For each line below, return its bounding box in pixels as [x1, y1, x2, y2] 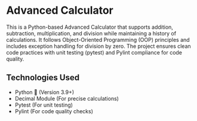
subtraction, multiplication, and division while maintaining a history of [6, 29, 177, 37]
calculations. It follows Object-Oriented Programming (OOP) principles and [6, 36, 190, 43]
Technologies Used [6, 72, 79, 83]
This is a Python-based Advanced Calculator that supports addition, [6, 23, 173, 31]
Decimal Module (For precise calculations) [14, 95, 119, 102]
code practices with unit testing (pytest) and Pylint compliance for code [6, 49, 183, 56]
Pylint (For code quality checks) [14, 107, 94, 114]
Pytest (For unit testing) [14, 101, 73, 108]
